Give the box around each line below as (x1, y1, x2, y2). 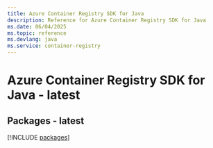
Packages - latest (7, 115, 85, 126)
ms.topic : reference (7, 29, 67, 37)
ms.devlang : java (7, 36, 58, 43)
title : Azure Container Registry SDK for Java (7, 10, 144, 17)
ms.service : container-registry (7, 42, 101, 49)
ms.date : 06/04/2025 (7, 23, 67, 30)
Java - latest (7, 88, 80, 103)
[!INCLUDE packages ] (7, 133, 70, 141)
